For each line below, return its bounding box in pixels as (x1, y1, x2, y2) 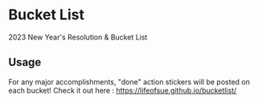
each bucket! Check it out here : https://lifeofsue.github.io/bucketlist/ (8, 85, 237, 95)
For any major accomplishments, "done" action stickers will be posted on (8, 76, 251, 86)
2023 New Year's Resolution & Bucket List (8, 32, 148, 42)
